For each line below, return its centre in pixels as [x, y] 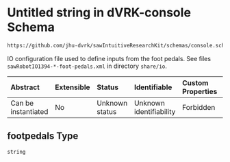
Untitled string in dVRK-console [99, 13]
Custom [195, 82]
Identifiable [153, 87]
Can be [22, 103]
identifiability [155, 111]
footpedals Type [43, 136]
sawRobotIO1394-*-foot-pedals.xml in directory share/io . [87, 66]
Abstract [25, 87]
